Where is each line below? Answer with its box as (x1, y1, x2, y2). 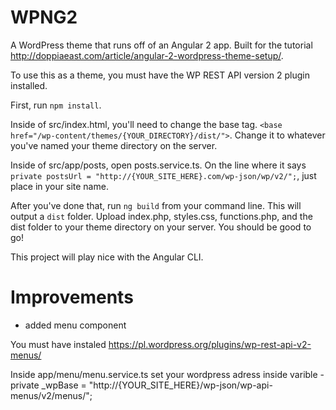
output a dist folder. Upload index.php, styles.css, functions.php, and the (10, 210, 313, 222)
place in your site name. (10, 180, 109, 192)
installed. (10, 79, 48, 91)
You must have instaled (10, 338, 107, 350)
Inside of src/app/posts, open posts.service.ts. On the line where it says (10, 159, 307, 171)
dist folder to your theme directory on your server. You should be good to (10, 221, 312, 233)
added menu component (24, 319, 127, 331)
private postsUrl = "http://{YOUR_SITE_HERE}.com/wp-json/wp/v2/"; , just (10, 169, 317, 181)
